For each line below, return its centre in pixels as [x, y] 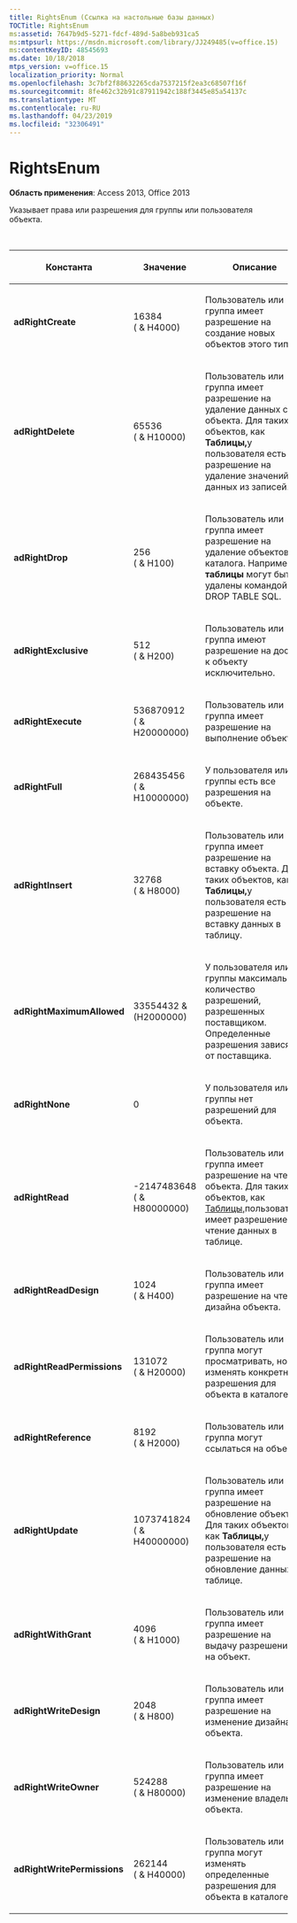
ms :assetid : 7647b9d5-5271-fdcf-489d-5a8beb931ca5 [104, 34]
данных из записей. [247, 486]
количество [230, 989]
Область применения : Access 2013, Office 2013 [99, 192]
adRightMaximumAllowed [69, 1011]
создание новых [240, 333]
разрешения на [238, 792]
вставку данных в [243, 923]
